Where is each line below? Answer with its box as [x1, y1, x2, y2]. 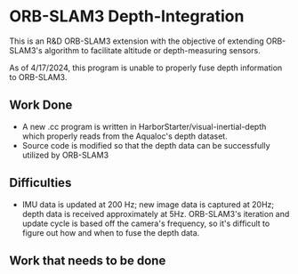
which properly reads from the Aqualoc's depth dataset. [21, 131, 229, 141]
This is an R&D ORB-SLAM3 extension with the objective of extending [9, 36, 264, 46]
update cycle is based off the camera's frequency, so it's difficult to [21, 218, 270, 229]
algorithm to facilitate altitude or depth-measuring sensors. [44, 44, 261, 55]
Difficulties [9, 175, 72, 190]
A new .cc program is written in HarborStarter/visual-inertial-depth [21, 121, 267, 132]
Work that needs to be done [9, 253, 166, 268]
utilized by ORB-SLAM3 [21, 149, 109, 160]
